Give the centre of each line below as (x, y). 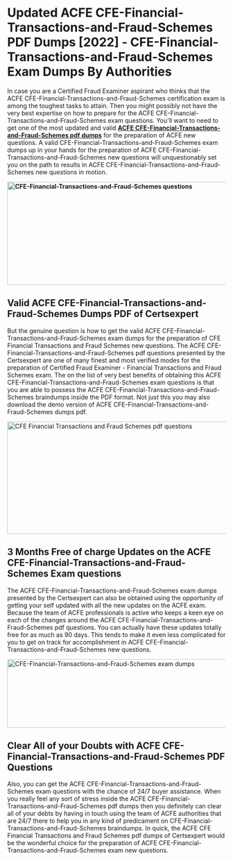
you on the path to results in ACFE (56, 164)
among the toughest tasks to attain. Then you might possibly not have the (112, 105)
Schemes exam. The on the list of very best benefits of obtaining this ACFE (114, 375)
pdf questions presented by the (180, 352)
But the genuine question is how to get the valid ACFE (84, 330)
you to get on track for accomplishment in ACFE (76, 642)
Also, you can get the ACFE (46, 784)
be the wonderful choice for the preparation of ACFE (82, 843)
